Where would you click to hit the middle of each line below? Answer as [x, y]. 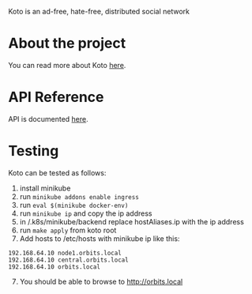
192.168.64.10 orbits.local [55, 267]
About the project [67, 43]
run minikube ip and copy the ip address [86, 213]
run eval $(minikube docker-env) [74, 205]
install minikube [45, 188]
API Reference [56, 97]
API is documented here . [48, 119]
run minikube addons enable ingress [79, 196]
